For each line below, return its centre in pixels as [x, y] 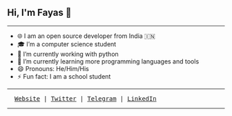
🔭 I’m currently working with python [68, 54]
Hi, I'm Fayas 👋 [39, 13]
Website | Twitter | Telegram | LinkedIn [85, 98]
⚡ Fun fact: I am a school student [64, 76]
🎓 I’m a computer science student [67, 44]
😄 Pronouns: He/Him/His [53, 68]
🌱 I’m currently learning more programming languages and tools [108, 61]
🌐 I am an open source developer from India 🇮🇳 [86, 36]
